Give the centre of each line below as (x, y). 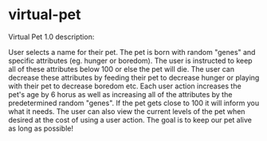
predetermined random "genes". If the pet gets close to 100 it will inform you (134, 103)
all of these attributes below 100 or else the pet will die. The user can (122, 69)
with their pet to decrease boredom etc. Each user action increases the (125, 86)
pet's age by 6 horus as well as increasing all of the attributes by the (120, 94)
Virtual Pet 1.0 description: (51, 37)
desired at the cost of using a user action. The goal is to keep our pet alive (130, 119)
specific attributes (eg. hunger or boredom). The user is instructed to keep (130, 61)
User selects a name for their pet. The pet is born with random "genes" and (132, 52)
